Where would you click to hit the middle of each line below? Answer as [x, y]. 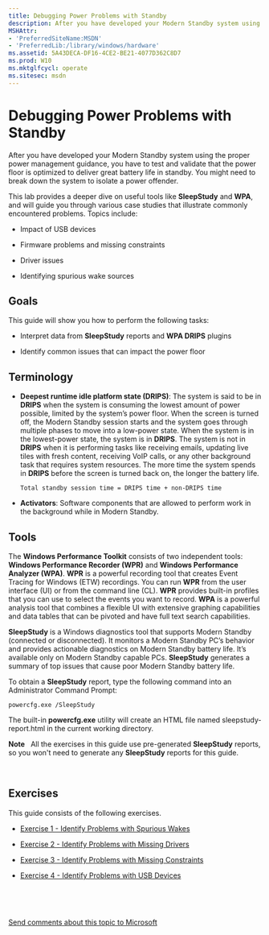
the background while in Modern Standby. [89, 511]
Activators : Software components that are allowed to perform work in [135, 503]
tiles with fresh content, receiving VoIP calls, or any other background [135, 457]
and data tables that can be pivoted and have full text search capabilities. [129, 616]
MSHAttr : [23, 31]
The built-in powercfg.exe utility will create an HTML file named [114, 720]
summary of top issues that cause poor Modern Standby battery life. [122, 666]
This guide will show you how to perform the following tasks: [109, 321]
